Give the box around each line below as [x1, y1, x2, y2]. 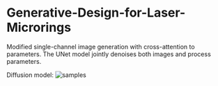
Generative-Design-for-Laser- [6, 5, 186, 21]
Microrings [6, 19, 71, 35]
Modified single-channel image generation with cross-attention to [6, 42, 196, 51]
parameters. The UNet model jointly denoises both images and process [6, 50, 212, 58]
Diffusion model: [6, 71, 54, 79]
